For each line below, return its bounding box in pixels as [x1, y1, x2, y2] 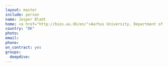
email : [5, 36, 19, 41]
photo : [5, 31, 19, 36]
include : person [5, 12, 39, 17]
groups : [5, 49, 22, 54]
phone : [5, 40, 19, 45]
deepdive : [10, 54, 30, 59]
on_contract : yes [5, 45, 42, 50]
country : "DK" [5, 26, 35, 31]
